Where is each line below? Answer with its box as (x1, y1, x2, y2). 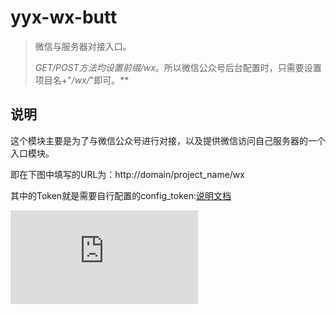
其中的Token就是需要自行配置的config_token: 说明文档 (10, 189, 232, 201)
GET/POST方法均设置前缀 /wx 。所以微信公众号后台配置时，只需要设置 (34, 61, 322, 73)
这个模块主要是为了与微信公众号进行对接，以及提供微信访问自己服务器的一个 (10, 134, 326, 146)
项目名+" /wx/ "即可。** (34, 74, 130, 86)
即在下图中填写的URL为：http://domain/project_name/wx (10, 168, 245, 180)
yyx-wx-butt (10, 6, 118, 29)
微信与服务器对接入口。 (34, 40, 132, 52)
